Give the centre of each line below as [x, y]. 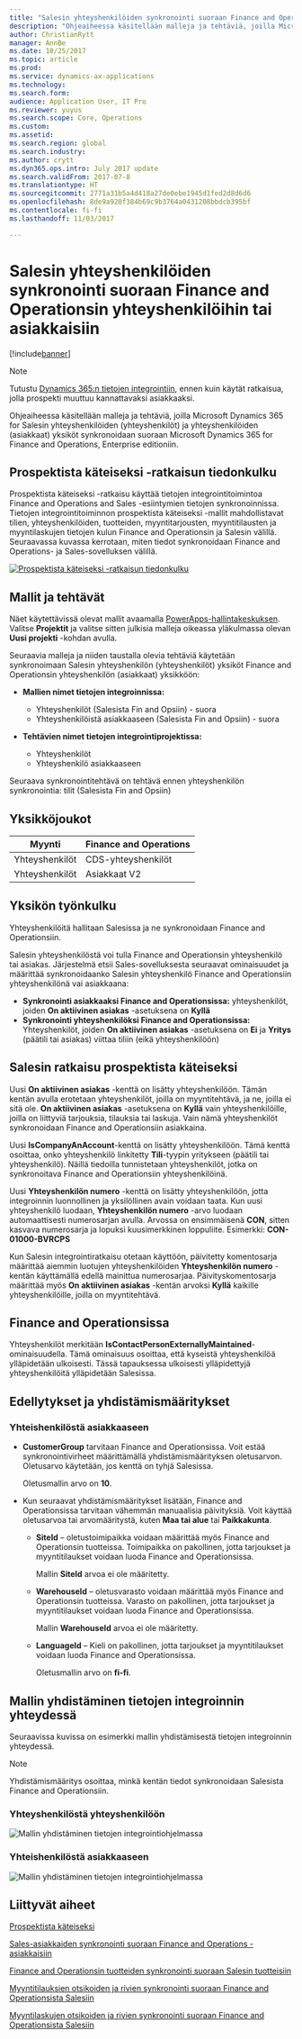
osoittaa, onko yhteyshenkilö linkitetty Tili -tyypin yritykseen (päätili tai [139, 1155]
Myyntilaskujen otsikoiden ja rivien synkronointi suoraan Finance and [137, 2016]
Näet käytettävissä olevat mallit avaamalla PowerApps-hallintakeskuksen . [145, 619]
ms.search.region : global [58, 143]
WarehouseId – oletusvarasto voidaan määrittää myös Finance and [160, 1591]
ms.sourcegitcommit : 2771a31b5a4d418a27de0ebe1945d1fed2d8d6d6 [130, 194]
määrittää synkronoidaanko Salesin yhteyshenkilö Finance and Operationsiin [151, 974]
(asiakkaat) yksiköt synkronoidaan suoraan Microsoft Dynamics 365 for [142, 434]
